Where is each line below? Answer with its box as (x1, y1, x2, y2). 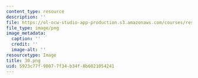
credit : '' (11, 42, 38, 48)
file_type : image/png (6, 25, 60, 31)
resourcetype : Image (6, 52, 57, 58)
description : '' (6, 14, 46, 20)
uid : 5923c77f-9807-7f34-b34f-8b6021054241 (6, 63, 115, 69)
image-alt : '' (11, 47, 46, 53)
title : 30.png (6, 57, 41, 63)
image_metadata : (6, 30, 46, 36)
